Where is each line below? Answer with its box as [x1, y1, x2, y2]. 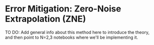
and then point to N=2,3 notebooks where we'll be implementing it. [5, 34, 139, 40]
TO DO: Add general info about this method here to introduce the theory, [5, 29, 150, 35]
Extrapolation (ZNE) [5, 13, 86, 24]
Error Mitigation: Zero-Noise [5, 3, 122, 14]
